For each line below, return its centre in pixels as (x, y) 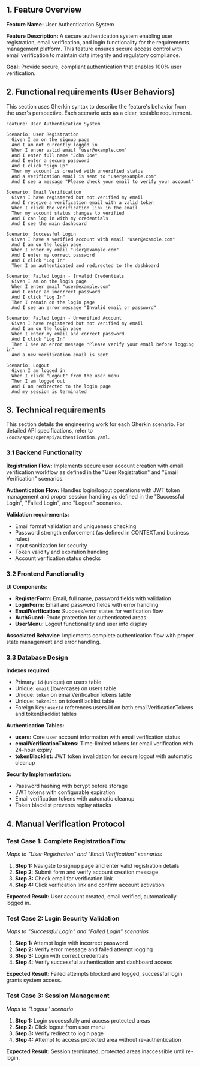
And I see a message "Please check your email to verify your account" (103, 182)
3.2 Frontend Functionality (46, 574)
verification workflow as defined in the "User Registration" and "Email (92, 472)
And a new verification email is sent (60, 355)
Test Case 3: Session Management (58, 996)
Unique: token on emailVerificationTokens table (73, 695)
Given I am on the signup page (51, 140)
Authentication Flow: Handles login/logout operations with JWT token (93, 490)
